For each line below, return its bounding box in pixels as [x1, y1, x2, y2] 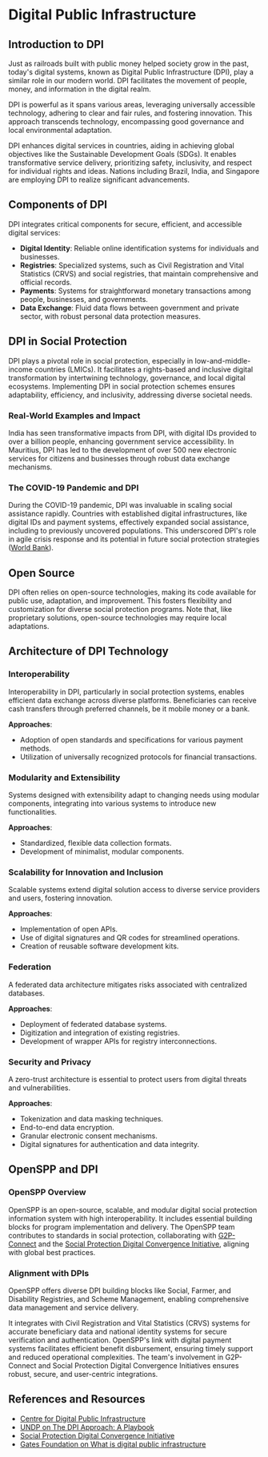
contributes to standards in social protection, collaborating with [8, 1230, 217, 1240]
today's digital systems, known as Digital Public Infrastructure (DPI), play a [8, 67, 254, 77]
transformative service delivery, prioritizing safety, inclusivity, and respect [8, 158, 252, 167]
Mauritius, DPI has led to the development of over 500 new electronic [8, 445, 238, 454]
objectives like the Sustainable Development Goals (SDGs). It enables [8, 150, 237, 159]
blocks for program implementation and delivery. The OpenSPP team [8, 1222, 235, 1231]
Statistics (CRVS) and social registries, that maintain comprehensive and [19, 268, 258, 278]
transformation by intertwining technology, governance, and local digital [8, 372, 246, 382]
